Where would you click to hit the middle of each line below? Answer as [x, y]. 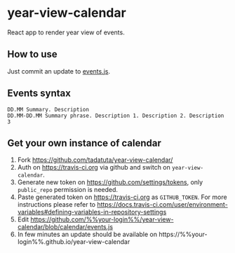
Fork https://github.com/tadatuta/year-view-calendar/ [95, 160]
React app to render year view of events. [66, 32]
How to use [32, 54]
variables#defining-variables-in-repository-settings [92, 212]
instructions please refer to [56, 205]
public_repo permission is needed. [67, 190]
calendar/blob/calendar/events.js [65, 227]
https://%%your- [183, 234]
